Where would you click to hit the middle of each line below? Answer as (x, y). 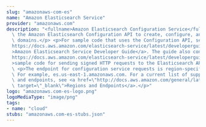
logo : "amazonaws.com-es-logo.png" (52, 92)
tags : (13, 103)
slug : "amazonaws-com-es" (39, 12)
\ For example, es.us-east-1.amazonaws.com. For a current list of (100, 74)
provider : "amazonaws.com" (41, 23)
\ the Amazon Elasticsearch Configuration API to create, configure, (102, 35)
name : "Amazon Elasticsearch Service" (56, 18)
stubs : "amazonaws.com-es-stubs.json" (56, 114)
